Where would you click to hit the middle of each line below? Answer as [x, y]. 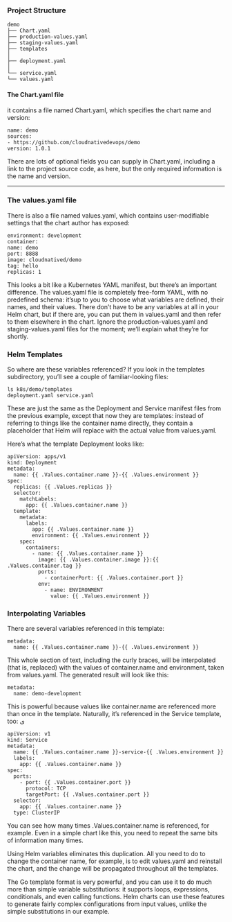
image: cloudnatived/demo [44, 260]
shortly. [18, 336]
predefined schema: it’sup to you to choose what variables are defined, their [116, 299]
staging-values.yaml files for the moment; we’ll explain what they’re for [108, 329]
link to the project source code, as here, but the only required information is [115, 168]
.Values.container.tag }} [44, 566]
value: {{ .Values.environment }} [100, 596]
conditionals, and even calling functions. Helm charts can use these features [116, 897]
